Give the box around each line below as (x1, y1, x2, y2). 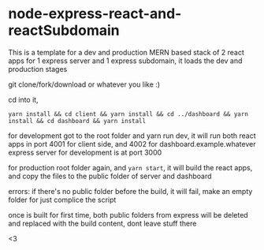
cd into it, (8, 95, 39, 104)
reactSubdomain (8, 21, 120, 39)
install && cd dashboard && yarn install (8, 117, 147, 125)
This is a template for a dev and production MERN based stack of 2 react (8, 47, 244, 57)
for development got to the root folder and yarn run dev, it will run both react (8, 131, 256, 140)
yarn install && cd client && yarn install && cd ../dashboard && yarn (8, 110, 248, 118)
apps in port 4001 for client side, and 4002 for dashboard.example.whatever (8, 139, 256, 148)
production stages (8, 64, 68, 73)
